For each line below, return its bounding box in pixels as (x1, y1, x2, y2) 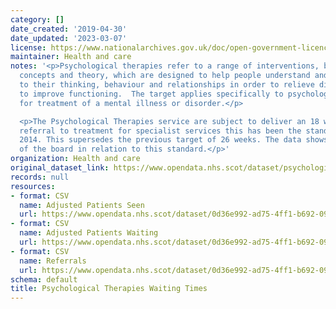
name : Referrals (19, 256, 87, 266)
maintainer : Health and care (10, 52, 132, 62)
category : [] (10, 14, 65, 25)
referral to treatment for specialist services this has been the (19, 126, 302, 136)
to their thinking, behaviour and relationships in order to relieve (19, 80, 315, 90)
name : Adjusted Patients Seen (19, 200, 145, 210)
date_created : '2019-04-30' (10, 24, 128, 34)
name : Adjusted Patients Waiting (19, 228, 159, 238)
